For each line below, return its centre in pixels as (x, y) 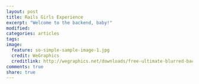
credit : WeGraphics (36, 56)
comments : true (25, 67)
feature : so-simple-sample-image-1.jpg (61, 50)
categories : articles (33, 34)
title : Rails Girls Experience (45, 17)
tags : (13, 39)
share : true (21, 72)
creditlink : (26, 61)
